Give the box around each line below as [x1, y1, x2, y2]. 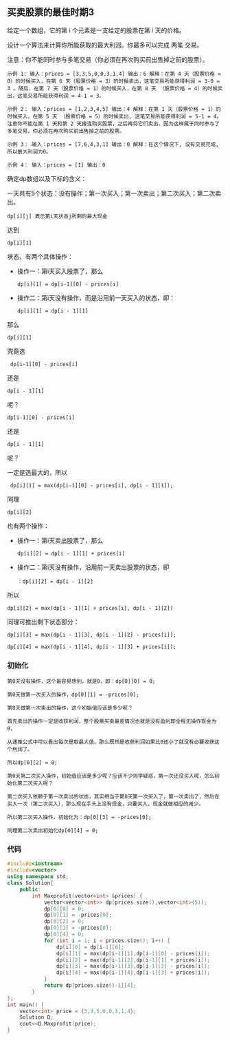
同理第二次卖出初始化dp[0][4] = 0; [7, 827, 98, 834]
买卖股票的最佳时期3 [7, 6, 95, 19]
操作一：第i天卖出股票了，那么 [16, 536, 104, 544]
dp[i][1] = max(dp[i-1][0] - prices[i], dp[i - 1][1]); [10, 482, 174, 489]
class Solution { [7, 880, 54, 887]
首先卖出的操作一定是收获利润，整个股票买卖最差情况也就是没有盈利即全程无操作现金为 [7, 718, 217, 725]
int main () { [7, 1001, 45, 1008]
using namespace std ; [7, 873, 69, 880]
